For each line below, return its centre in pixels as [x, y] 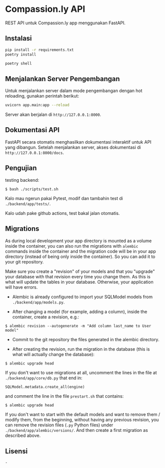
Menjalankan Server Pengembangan [62, 78]
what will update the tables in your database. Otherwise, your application [79, 282]
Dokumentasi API [32, 130]
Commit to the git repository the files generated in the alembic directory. [86, 339]
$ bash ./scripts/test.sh [32, 189]
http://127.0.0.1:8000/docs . [35, 153]
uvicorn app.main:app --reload [37, 105]
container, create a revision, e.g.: [46, 317]
